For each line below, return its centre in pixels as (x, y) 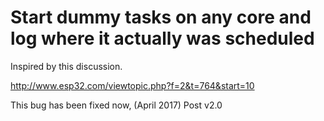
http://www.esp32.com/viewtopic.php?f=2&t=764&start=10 (132, 85)
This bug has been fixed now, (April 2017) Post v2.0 (116, 105)
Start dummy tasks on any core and (161, 17)
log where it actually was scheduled (162, 38)
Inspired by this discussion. (66, 66)
